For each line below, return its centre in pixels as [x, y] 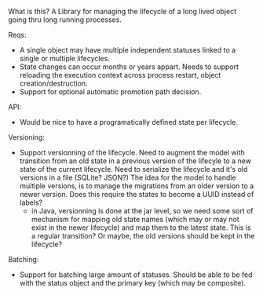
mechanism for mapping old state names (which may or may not [135, 219]
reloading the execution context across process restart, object [120, 75]
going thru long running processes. [65, 20]
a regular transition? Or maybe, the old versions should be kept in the [143, 236]
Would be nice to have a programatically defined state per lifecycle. [128, 122]
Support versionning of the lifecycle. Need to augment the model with [132, 153]
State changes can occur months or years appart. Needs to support [129, 67]
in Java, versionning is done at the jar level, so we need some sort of [142, 211]
